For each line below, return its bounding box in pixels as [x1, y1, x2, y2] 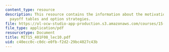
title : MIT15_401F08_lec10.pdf [5, 35, 71, 40]
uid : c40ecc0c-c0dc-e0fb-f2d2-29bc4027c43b [5, 40, 98, 45]
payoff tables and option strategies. [10, 16, 92, 21]
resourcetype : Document [5, 30, 55, 35]
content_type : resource [5, 7, 55, 12]
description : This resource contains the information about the [5, 12, 143, 17]
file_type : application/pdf [5, 26, 64, 31]
